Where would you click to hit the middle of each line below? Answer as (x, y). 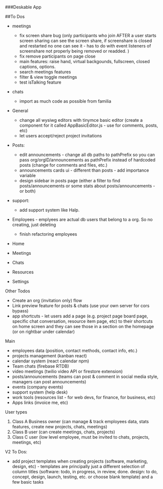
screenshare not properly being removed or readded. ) (74, 51)
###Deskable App (23, 7)
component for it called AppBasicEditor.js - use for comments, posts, (89, 125)
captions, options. (38, 67)
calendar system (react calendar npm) (51, 361)
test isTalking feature (40, 82)
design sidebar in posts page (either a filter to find (70, 181)
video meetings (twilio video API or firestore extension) (67, 371)
